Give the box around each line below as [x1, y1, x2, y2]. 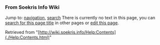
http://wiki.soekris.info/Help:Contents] [39, 30, 116, 35]
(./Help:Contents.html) [5, 34, 50, 40]
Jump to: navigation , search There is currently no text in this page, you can [5, 15, 156, 21]
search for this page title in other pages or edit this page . [5, 20, 119, 26]
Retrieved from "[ [5, 30, 40, 35]
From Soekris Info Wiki [5, 4, 60, 11]
